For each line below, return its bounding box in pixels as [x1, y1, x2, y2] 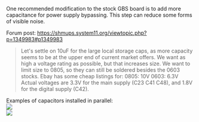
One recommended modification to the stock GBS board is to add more [6, 5, 181, 12]
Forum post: [6, 29, 36, 36]
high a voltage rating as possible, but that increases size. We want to [20, 60, 191, 67]
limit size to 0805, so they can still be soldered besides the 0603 [20, 66, 180, 74]
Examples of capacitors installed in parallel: [6, 97, 114, 104]
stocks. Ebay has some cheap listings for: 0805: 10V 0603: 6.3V [20, 73, 179, 80]
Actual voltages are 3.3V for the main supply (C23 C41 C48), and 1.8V [20, 79, 193, 86]
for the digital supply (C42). [20, 86, 90, 92]
